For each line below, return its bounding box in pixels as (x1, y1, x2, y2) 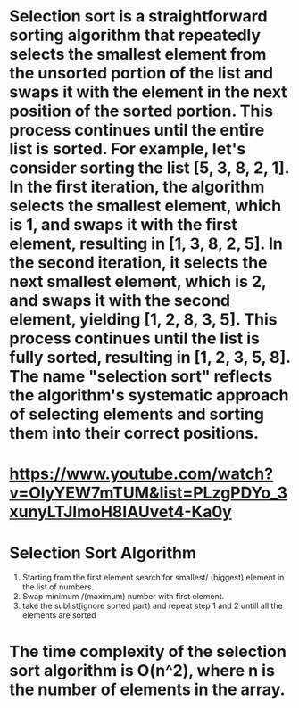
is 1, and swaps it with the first (9, 215, 238, 235)
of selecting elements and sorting (9, 404, 265, 424)
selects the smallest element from (9, 45, 267, 64)
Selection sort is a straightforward (9, 6, 268, 27)
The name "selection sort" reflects (9, 366, 273, 387)
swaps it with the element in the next (9, 82, 287, 103)
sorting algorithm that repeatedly (9, 25, 262, 45)
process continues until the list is (9, 328, 261, 349)
